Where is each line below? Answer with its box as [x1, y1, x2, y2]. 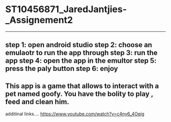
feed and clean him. [5, 97, 70, 106]
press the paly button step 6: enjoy [5, 64, 118, 73]
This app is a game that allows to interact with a [5, 82, 159, 90]
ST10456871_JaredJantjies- [5, 4, 127, 15]
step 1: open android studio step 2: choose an [5, 40, 153, 49]
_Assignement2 [5, 14, 73, 26]
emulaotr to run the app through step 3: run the [5, 49, 158, 57]
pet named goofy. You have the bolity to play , [5, 90, 154, 98]
